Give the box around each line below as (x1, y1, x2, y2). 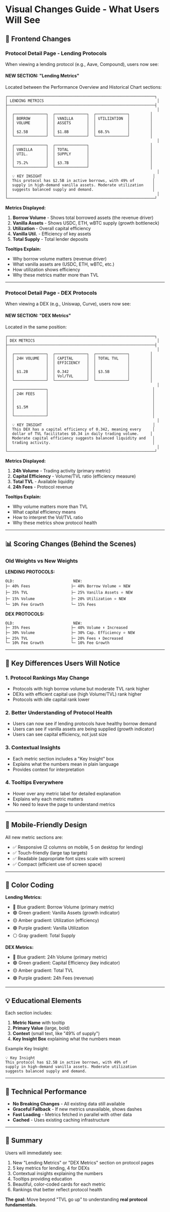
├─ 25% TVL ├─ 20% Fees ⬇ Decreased (5, 636, 123, 641)
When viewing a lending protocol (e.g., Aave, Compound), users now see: (5, 61, 159, 67)
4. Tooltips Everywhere (5, 779, 64, 786)
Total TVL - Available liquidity (12, 478, 74, 485)
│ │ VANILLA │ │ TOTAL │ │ (5, 147, 153, 153)
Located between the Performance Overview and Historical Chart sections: (5, 84, 162, 90)
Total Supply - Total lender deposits (12, 236, 89, 242)
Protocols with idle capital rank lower (12, 696, 90, 703)
